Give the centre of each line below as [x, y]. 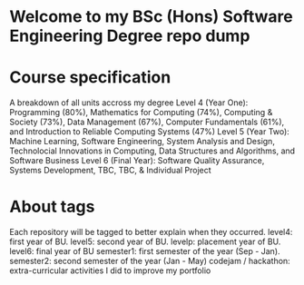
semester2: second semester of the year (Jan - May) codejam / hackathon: [150, 261]
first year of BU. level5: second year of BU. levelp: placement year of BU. [145, 241]
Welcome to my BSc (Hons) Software [151, 17]
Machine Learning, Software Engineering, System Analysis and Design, [142, 142]
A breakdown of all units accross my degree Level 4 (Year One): [129, 103]
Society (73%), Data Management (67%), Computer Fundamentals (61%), [147, 122]
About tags [52, 207]
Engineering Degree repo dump [130, 36]
